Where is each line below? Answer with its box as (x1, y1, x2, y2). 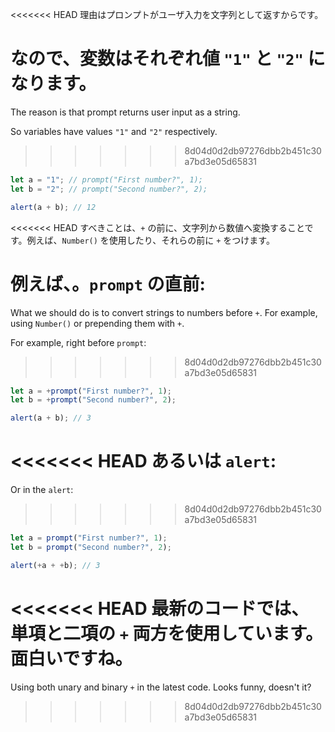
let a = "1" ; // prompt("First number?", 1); (10, 174, 203, 185)
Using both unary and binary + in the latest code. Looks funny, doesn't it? (10, 681, 312, 693)
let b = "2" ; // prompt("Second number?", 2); (10, 184, 208, 194)
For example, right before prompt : (10, 336, 147, 348)
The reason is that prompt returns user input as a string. (10, 106, 241, 118)
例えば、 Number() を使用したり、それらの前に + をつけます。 (26, 234, 275, 246)
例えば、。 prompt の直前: (10, 273, 206, 295)
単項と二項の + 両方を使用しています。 (10, 622, 323, 645)
